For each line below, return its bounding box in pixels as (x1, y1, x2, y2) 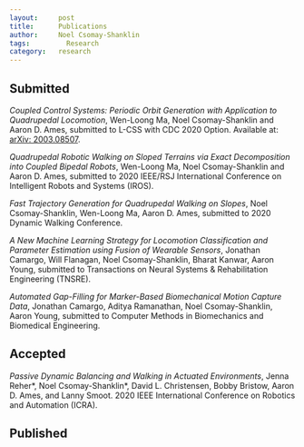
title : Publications (9, 22, 107, 31)
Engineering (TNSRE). (9, 273, 92, 284)
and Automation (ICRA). (9, 399, 98, 410)
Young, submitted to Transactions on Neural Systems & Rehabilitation (9, 263, 269, 274)
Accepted (9, 346, 66, 362)
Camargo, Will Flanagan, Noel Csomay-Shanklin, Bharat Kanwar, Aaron (9, 253, 275, 264)
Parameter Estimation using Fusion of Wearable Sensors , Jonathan (9, 244, 260, 255)
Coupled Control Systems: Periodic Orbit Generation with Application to (9, 104, 278, 115)
